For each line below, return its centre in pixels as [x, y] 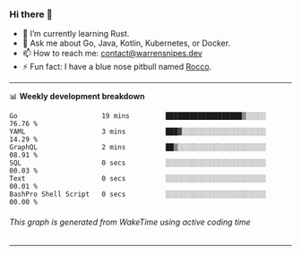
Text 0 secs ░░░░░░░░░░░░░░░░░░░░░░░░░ [138, 179]
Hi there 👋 [31, 14]
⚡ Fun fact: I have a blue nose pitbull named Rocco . [117, 67]
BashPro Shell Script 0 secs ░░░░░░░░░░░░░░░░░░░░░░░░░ [138, 195]
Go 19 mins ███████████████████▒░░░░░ [138, 116]
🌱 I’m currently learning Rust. [76, 34]
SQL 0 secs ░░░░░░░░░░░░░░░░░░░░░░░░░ [138, 163]
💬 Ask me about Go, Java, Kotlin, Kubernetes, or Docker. [126, 43]
